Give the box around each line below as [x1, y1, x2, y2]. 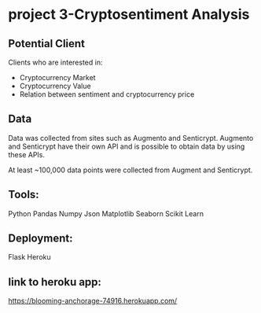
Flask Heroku [8, 252, 51, 262]
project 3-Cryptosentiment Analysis [8, 6, 250, 24]
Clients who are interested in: [8, 57, 103, 67]
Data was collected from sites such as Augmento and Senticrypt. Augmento [8, 133, 254, 142]
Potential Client [8, 37, 85, 50]
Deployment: [8, 232, 73, 245]
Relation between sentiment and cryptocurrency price [19, 90, 195, 99]
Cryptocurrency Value [19, 81, 92, 90]
